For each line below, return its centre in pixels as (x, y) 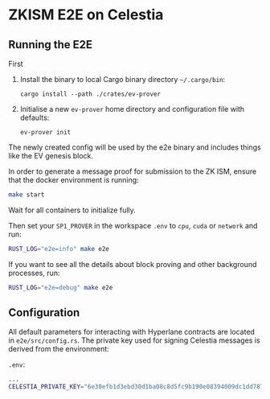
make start (27, 195)
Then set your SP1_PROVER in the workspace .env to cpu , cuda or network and (133, 225)
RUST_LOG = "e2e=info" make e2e (59, 249)
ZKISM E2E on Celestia (86, 15)
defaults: (35, 117)
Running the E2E (51, 45)
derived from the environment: (59, 349)
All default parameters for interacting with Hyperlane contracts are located (132, 332)
